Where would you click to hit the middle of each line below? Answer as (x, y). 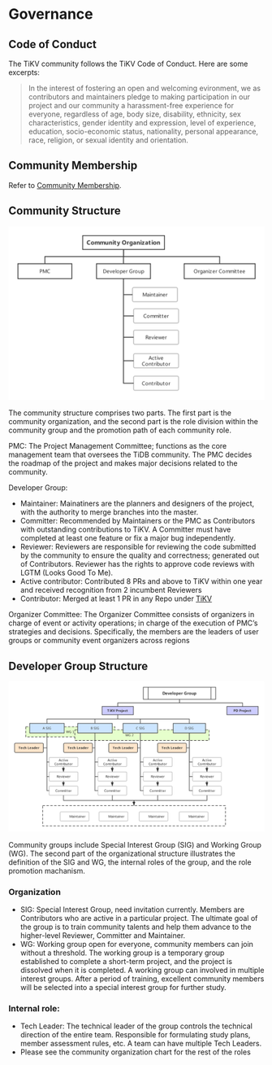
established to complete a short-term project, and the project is (126, 962)
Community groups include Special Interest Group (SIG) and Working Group (135, 844)
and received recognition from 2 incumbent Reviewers (111, 590)
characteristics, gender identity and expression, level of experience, (142, 123)
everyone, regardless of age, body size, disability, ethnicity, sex (134, 114)
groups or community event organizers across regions (99, 641)
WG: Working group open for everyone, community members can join (137, 944)
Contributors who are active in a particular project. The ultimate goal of (139, 918)
